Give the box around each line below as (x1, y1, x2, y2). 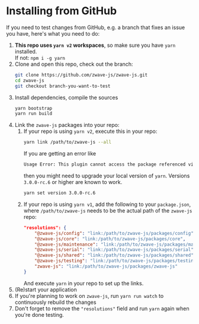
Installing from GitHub (6, 4, 117, 18)
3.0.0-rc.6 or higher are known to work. (23, 179, 123, 186)
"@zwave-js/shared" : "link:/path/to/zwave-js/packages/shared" (34, 252, 194, 259)
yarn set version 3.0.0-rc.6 (23, 190, 96, 196)
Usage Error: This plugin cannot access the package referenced (23, 161, 186, 167)
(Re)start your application (14, 286, 77, 293)
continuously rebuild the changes (14, 298, 97, 306)
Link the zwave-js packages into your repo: (14, 122, 120, 129)
